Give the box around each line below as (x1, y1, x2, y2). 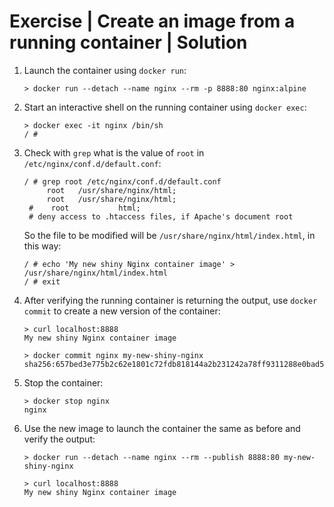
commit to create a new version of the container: (23, 305, 221, 317)
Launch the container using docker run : (23, 64, 187, 76)
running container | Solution (9, 31, 248, 54)
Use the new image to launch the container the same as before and (23, 422, 301, 434)
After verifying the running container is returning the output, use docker (23, 294, 318, 306)
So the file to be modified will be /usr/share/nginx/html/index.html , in (23, 229, 316, 241)
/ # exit (23, 276, 61, 287)
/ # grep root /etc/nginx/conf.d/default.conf (23, 176, 222, 187)
